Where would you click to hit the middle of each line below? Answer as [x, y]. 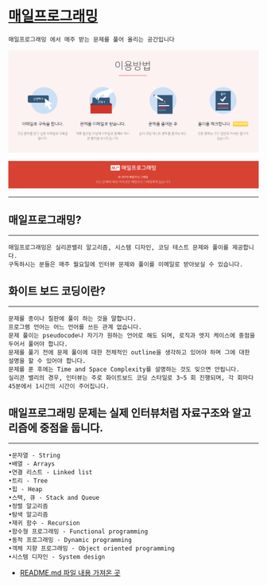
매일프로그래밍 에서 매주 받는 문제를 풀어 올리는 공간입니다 [91, 39]
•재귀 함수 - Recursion [44, 523]
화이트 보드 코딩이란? [57, 291]
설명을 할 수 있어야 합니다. [47, 361]
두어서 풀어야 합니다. [38, 344]
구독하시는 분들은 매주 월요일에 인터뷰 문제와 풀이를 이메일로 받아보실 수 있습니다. [126, 265]
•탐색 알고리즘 [28, 514]
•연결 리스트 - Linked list [50, 472]
